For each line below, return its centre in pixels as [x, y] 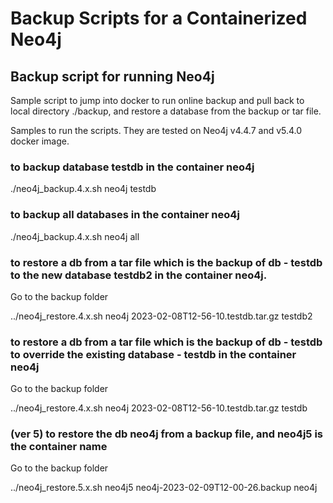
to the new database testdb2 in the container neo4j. [139, 275]
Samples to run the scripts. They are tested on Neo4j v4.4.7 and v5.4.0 [156, 130]
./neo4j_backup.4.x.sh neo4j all [75, 236]
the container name [59, 447]
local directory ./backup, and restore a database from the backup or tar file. [166, 111]
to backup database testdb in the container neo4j [132, 167]
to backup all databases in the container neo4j [125, 215]
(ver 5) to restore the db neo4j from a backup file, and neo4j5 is [167, 434]
